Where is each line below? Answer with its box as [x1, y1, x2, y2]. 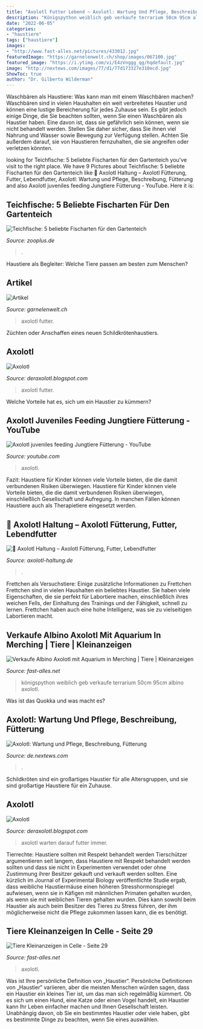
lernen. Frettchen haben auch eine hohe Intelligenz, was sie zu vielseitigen [6, 606, 192, 614]
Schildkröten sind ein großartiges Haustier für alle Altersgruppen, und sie [6, 775, 188, 783]
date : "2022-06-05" [6, 20, 56, 26]
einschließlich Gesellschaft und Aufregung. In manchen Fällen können [6, 495, 180, 503]
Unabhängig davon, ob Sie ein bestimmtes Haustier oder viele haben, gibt [6, 1010, 190, 1017]
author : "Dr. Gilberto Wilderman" [6, 76, 94, 82]
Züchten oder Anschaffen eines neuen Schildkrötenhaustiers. [6, 329, 159, 336]
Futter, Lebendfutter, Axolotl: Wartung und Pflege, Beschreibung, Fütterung [6, 176, 193, 183]
